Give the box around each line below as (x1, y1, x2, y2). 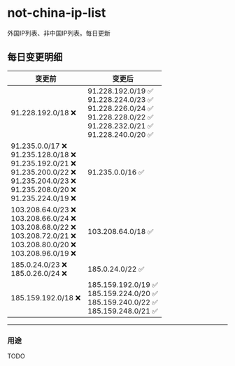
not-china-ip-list (7, 5, 106, 21)
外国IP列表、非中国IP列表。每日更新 (7, 29, 111, 37)
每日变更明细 (7, 51, 63, 64)
